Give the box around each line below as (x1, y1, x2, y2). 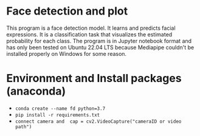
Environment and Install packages (6, 72, 182, 86)
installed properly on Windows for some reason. (6, 50, 126, 57)
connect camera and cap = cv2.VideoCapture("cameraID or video (15, 118, 182, 124)
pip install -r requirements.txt (15, 112, 100, 118)
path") (15, 123, 32, 130)
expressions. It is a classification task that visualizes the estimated (6, 30, 173, 38)
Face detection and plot (6, 4, 128, 18)
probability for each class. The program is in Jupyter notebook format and (6, 37, 192, 44)
